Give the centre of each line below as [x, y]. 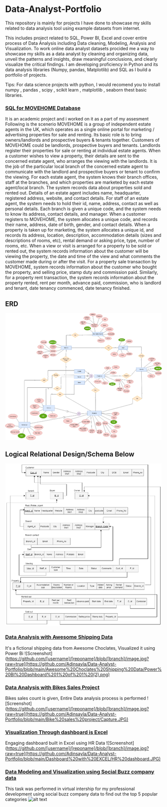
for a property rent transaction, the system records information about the [80, 278]
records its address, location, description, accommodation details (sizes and [83, 235]
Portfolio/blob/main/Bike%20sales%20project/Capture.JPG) [67, 719]
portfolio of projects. [26, 75]
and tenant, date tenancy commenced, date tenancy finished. [68, 288]
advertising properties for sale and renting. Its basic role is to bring [73, 135]
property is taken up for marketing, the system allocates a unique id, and [80, 230]
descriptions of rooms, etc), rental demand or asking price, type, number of [83, 240]
